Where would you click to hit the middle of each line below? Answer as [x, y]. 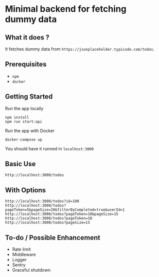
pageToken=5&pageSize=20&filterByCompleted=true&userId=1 [65, 210]
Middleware [24, 255]
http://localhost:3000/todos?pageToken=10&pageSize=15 [62, 214]
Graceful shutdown [31, 270]
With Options [26, 190]
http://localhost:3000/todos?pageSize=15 [48, 223]
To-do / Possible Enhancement [53, 237]
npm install [17, 117]
